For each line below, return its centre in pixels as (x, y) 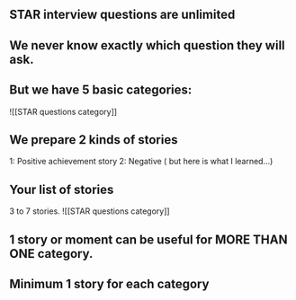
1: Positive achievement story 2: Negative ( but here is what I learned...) (141, 162)
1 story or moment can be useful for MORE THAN (148, 239)
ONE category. (51, 254)
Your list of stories (62, 189)
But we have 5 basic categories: (101, 90)
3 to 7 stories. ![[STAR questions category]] (90, 211)
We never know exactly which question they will (147, 45)
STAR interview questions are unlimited (122, 15)
